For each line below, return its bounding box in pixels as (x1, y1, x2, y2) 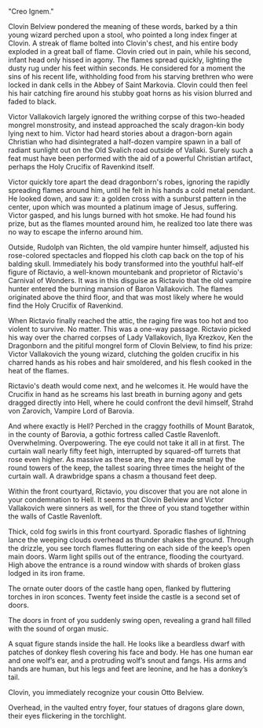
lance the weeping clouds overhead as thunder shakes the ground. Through (8, 535, 254, 544)
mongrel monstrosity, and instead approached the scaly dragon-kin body (8, 121, 245, 129)
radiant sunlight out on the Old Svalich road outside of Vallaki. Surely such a (8, 145, 254, 155)
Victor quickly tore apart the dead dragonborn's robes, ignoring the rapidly (8, 177, 250, 187)
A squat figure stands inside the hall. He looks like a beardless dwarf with (8, 639, 246, 648)
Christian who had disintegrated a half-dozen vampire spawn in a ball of (8, 137, 242, 146)
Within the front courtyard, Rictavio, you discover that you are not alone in (8, 486, 247, 496)
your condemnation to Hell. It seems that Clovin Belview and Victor (8, 495, 225, 504)
